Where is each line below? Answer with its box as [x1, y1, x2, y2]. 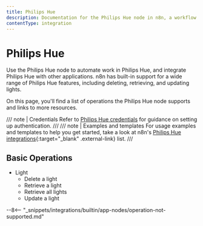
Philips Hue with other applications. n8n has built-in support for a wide [6, 73, 182, 80]
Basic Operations [6, 152, 73, 163]
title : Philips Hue [6, 9, 56, 15]
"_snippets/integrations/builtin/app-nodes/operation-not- [23, 207, 166, 214]
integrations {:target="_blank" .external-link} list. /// [6, 135, 133, 143]
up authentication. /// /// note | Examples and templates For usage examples [6, 122, 196, 129]
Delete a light [24, 176, 58, 183]
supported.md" [6, 213, 44, 221]
